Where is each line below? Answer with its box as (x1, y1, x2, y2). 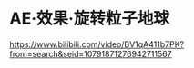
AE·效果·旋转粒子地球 (9, 8, 170, 29)
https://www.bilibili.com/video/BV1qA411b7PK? (9, 38, 185, 50)
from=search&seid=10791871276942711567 (9, 48, 172, 59)
